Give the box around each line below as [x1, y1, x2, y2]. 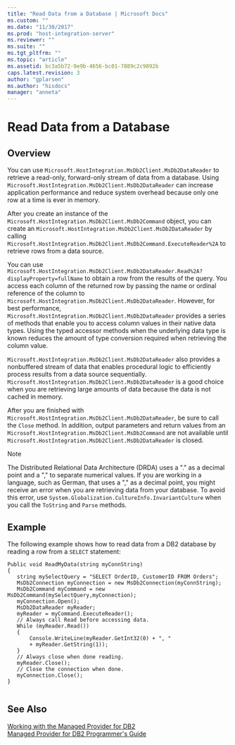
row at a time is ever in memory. [7, 196, 101, 204]
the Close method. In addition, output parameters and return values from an [7, 421, 227, 430]
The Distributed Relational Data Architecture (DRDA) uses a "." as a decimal [7, 463, 225, 472]
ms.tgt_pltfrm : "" [7, 50, 61, 57]
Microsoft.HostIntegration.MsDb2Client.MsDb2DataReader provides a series [7, 311, 227, 320]
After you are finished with [7, 406, 84, 415]
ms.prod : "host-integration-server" [7, 30, 115, 37]
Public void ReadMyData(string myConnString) [7, 561, 143, 568]
